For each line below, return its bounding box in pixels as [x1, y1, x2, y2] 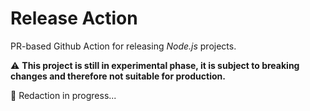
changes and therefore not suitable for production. [10, 70, 226, 82]
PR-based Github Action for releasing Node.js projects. [10, 40, 237, 52]
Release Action [10, 7, 138, 30]
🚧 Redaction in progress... [10, 89, 117, 101]
